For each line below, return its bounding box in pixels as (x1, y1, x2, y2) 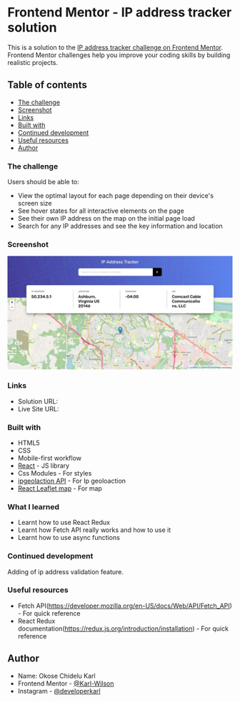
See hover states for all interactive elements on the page (17, 206, 184, 215)
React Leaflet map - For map (17, 483, 102, 493)
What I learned (7, 501, 59, 511)
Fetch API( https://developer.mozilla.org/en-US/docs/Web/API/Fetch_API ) (17, 601, 232, 610)
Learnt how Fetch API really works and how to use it (17, 526, 171, 534)
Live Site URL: (17, 404, 59, 413)
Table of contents (7, 79, 87, 91)
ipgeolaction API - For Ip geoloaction (17, 476, 126, 485)
